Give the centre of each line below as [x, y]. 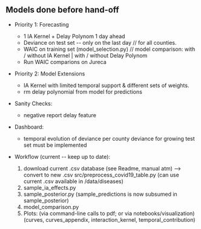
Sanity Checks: [33, 103]
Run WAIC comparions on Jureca [65, 62]
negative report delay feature [60, 115]
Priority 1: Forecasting [41, 24]
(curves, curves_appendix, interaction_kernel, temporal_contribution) [109, 219]
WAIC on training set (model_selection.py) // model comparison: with [109, 49]
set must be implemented [55, 145]
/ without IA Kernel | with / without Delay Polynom [85, 55]
